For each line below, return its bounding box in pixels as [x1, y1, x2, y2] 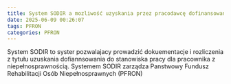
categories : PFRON [7, 29, 60, 36]
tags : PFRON [7, 23, 41, 29]
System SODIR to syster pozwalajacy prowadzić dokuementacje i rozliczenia [7, 48, 224, 56]
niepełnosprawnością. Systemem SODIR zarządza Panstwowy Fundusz [7, 62, 210, 70]
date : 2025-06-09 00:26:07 [7, 16, 85, 23]
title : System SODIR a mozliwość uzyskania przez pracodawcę [7, 10, 186, 17]
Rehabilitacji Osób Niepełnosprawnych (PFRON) [7, 70, 143, 78]
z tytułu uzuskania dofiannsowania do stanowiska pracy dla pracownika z [7, 55, 216, 64]
